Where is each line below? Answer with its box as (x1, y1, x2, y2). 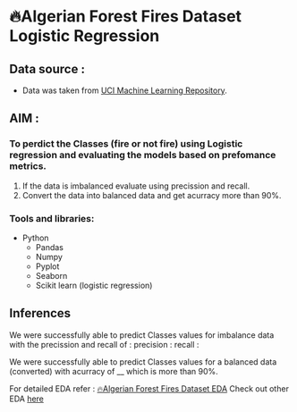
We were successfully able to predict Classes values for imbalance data (9, 329, 275, 341)
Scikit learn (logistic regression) (35, 280, 153, 290)
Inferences (9, 306, 72, 321)
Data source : (9, 61, 85, 77)
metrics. (9, 160, 47, 172)
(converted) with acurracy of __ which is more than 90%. (9, 366, 219, 376)
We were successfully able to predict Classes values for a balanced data (9, 356, 277, 367)
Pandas (35, 241, 64, 252)
